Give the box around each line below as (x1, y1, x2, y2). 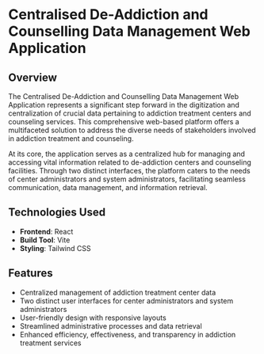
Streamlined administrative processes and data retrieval (19, 321, 202, 330)
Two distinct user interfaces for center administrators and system (19, 295, 234, 306)
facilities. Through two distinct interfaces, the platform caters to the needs (8, 166, 251, 175)
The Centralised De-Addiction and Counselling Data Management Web (8, 92, 239, 101)
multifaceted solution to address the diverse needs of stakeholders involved (8, 125, 256, 135)
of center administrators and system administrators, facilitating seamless (8, 174, 246, 184)
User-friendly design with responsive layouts (19, 313, 166, 322)
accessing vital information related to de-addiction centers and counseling (8, 158, 251, 167)
